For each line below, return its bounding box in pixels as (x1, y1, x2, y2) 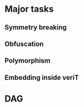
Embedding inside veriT (4, 73, 79, 82)
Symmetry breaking (4, 23, 67, 32)
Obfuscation (4, 39, 44, 48)
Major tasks (4, 3, 54, 15)
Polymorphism (4, 57, 51, 65)
